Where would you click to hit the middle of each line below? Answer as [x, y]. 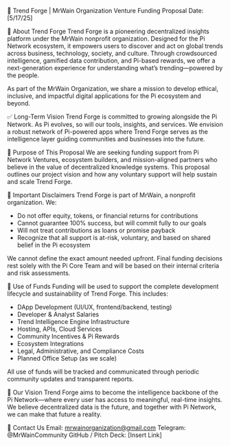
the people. [23, 75]
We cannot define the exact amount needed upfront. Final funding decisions [115, 258]
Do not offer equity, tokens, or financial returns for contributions [107, 216]
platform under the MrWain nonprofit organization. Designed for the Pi [106, 39]
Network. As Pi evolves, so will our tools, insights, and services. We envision [115, 124]
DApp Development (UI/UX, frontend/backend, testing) [94, 307]
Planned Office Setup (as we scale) [67, 358]
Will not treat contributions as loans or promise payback [96, 230]
